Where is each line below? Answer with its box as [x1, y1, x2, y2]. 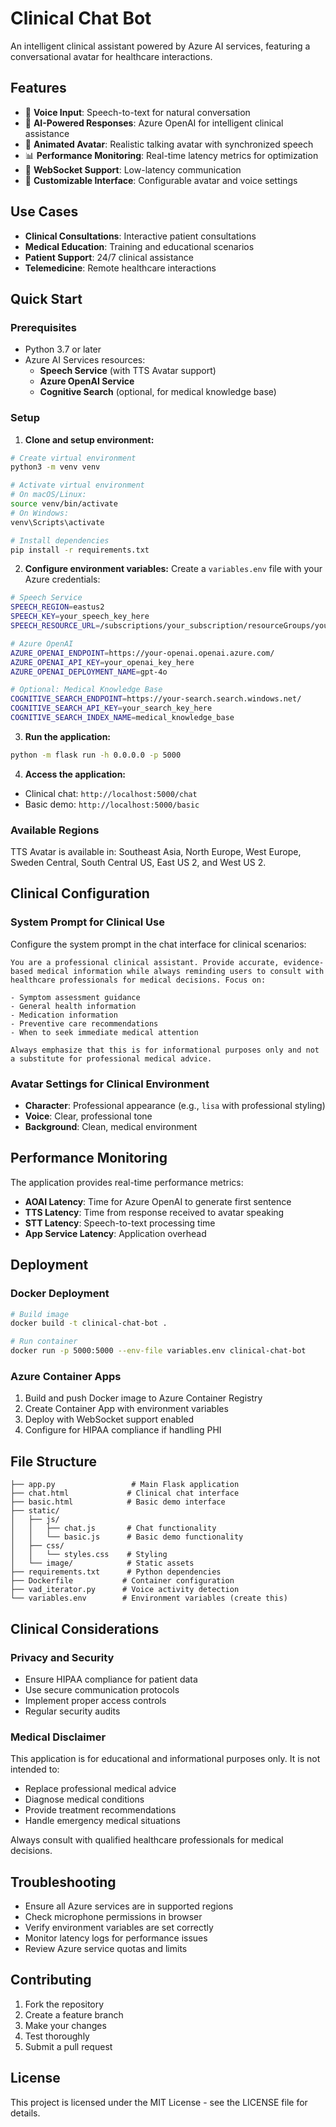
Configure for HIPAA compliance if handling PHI [24, 1424, 222, 1436]
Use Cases [10, 203, 79, 221]
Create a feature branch [24, 2008, 124, 2021]
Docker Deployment [10, 1287, 110, 1301]
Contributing [10, 1972, 92, 1989]
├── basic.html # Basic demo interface [10, 1497, 226, 1507]
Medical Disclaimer [10, 1730, 107, 1744]
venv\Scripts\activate [10, 517, 105, 527]
